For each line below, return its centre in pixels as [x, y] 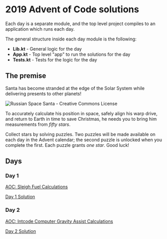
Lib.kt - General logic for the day [47, 49]
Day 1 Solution [20, 197]
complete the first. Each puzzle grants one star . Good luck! [67, 145]
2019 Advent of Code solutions [72, 9]
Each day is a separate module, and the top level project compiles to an [80, 24]
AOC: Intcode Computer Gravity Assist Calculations [59, 221]
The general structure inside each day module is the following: [71, 39]
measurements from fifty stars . [38, 124]
